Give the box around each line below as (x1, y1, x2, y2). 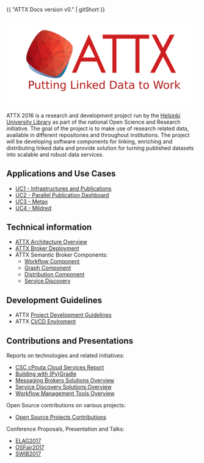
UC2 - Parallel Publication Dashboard (15, 191, 109, 198)
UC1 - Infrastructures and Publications (15, 184, 112, 192)
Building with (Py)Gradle (15, 371, 77, 378)
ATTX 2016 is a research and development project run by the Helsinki (6, 111, 181, 119)
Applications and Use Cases (6, 168, 116, 179)
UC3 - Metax (15, 198, 48, 205)
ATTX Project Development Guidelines (15, 311, 112, 318)
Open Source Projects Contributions (15, 413, 107, 421)
